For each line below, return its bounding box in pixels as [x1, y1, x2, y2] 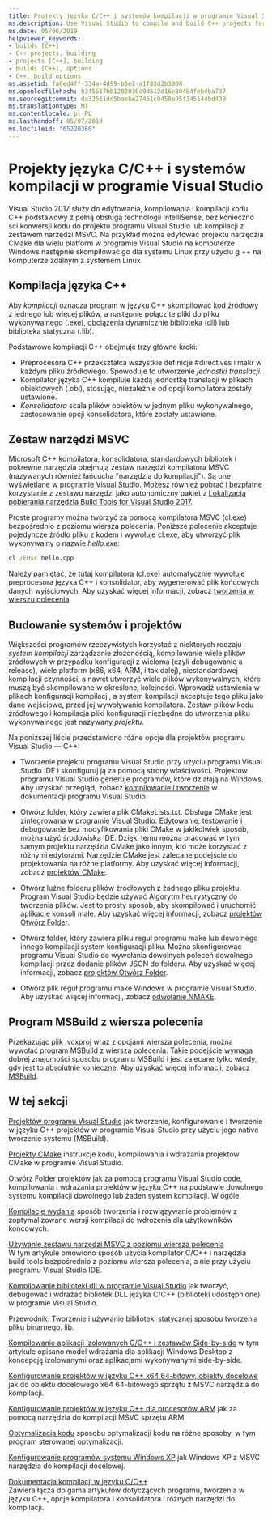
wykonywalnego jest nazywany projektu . [8, 717, 144, 726]
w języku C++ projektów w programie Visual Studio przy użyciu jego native [8, 1125, 259, 1135]
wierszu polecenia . [8, 594, 71, 604]
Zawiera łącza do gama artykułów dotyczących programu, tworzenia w [8, 1485, 245, 1495]
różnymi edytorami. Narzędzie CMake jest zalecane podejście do [19, 850, 238, 859]
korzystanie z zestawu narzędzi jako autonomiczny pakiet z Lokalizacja [8, 488, 247, 498]
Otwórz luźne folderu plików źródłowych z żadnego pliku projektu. [19, 883, 241, 892]
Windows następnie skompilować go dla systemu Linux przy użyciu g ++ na [8, 246, 261, 256]
